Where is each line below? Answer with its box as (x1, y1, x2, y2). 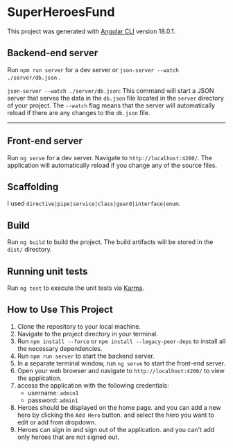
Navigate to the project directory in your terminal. (17, 329, 158, 338)
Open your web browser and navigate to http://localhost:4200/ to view (17, 366, 225, 374)
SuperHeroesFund (7, 4, 115, 20)
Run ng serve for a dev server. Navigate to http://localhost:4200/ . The (7, 153, 213, 162)
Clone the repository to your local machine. (17, 322, 141, 330)
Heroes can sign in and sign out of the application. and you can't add (17, 425, 215, 433)
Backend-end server (7, 47, 98, 59)
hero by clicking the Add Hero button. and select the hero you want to (17, 411, 215, 419)
